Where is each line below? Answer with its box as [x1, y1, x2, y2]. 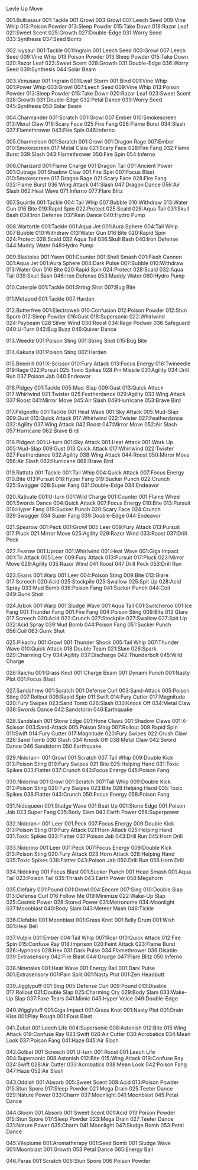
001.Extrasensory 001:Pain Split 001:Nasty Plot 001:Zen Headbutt [6, 971, 164, 978]
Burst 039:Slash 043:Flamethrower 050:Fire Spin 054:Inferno [6, 151, 155, 158]
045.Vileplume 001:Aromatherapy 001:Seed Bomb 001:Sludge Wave [6, 1140, 171, 1146]
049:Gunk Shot [6, 591, 43, 598]
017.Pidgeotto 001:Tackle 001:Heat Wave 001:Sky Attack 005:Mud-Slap [6, 409, 179, 415]
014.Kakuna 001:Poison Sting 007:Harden [6, 349, 107, 355]
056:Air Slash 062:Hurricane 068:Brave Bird [6, 458, 113, 464]
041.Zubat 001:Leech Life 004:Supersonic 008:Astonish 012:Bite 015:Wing [6, 1024, 187, 1031]
